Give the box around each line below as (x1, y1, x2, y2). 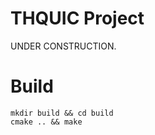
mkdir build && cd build (10, 108, 114, 118)
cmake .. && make (10, 117, 83, 127)
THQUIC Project (10, 7, 145, 30)
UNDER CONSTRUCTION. (10, 40, 117, 52)
